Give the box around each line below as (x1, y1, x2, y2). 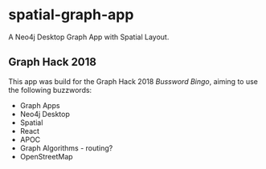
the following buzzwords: (8, 85, 92, 95)
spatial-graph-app (8, 6, 134, 24)
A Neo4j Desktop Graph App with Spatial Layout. (8, 32, 170, 42)
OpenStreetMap (19, 151, 74, 161)
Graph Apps (19, 100, 60, 110)
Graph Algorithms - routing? (19, 143, 113, 153)
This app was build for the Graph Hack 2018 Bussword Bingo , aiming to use (8, 76, 259, 86)
